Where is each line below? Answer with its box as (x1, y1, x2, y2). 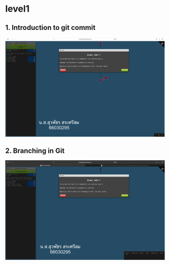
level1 (5, 3, 30, 15)
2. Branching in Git (5, 146, 65, 155)
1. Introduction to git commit (5, 23, 96, 32)
